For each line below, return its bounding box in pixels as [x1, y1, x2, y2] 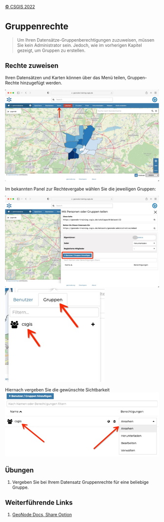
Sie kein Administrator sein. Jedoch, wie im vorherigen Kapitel [17, 42, 143, 48]
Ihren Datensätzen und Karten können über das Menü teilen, [5, 74, 126, 80]
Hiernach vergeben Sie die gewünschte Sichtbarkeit [5, 387, 110, 393]
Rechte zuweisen [5, 62, 59, 70]
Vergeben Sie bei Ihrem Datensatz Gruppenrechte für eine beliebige [12, 479, 149, 485]
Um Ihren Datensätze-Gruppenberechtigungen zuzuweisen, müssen [17, 37, 155, 43]
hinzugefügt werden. [20, 80, 62, 86]
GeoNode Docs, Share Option [12, 511, 72, 517]
